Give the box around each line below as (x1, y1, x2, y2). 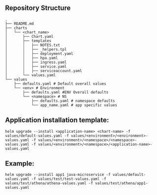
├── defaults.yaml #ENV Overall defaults (23, 90, 109, 95)
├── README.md (5, 21, 34, 26)
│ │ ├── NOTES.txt (5, 43, 60, 48)
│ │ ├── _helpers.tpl (5, 47, 67, 52)
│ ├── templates (5, 38, 52, 43)
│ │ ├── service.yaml (5, 64, 67, 69)
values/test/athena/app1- (95, 181, 148, 186)
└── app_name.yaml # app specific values (31, 102, 118, 107)
